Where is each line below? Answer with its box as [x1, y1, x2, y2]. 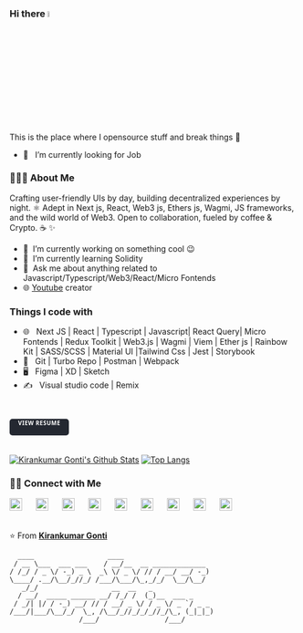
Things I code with [9, 305, 93, 317]
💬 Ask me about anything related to [22, 263, 158, 274]
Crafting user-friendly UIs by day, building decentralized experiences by [9, 192, 281, 203]
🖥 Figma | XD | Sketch [22, 366, 110, 377]
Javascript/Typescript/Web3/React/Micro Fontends [22, 272, 216, 283]
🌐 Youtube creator [22, 282, 93, 293]
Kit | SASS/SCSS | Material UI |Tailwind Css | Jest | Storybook [22, 346, 256, 358]
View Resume [17, 419, 61, 428]
